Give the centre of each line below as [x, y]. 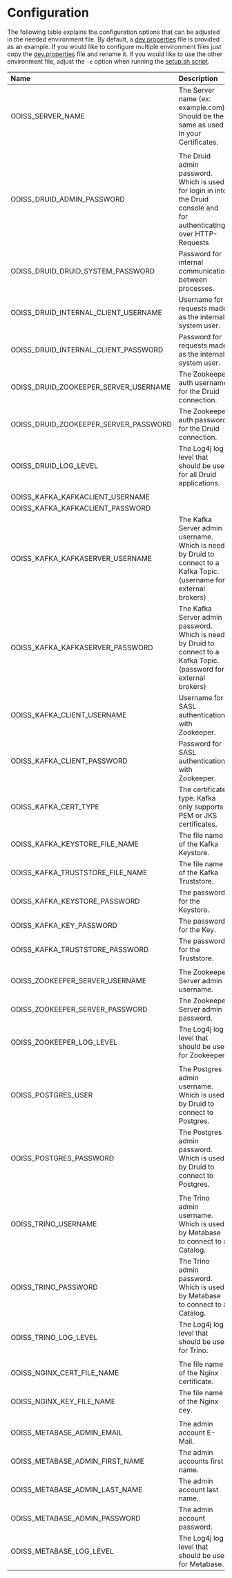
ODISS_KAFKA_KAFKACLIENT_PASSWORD [81, 508]
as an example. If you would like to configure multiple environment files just [114, 46]
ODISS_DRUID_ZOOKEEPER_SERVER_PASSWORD [91, 424]
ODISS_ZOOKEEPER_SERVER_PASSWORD [79, 1009]
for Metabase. [201, 1564]
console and [199, 208]
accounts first [201, 1461]
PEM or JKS [198, 815]
